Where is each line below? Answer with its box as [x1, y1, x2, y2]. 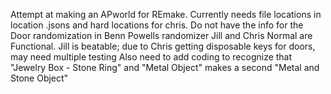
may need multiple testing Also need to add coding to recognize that [10, 51, 293, 63]
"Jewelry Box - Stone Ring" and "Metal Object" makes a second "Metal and [10, 62, 320, 73]
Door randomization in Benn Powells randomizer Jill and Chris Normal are [10, 30, 313, 41]
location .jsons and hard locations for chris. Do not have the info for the [10, 19, 304, 31]
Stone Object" [10, 72, 69, 84]
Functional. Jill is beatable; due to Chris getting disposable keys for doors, [10, 40, 316, 52]
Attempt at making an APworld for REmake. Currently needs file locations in [10, 9, 322, 20]
